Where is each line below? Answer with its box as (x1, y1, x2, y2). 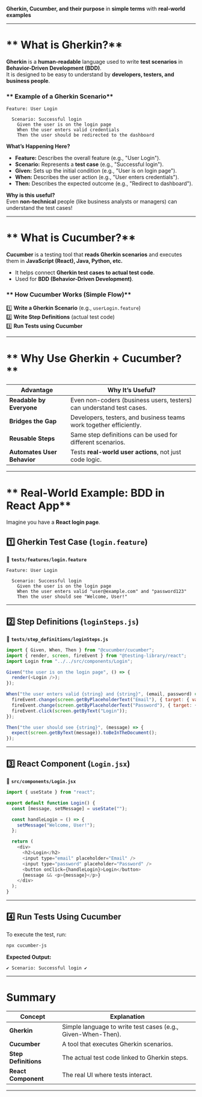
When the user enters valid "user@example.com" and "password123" (17, 589, 187, 595)
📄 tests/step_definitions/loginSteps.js (6, 635, 108, 642)
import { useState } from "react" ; (6, 789, 96, 796)
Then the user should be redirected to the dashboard (17, 132, 155, 138)
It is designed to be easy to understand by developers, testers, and (6, 70, 174, 78)
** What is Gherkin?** (6, 38, 123, 52)
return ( (11, 838, 34, 844)
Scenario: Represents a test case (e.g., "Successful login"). (14, 161, 164, 168)
